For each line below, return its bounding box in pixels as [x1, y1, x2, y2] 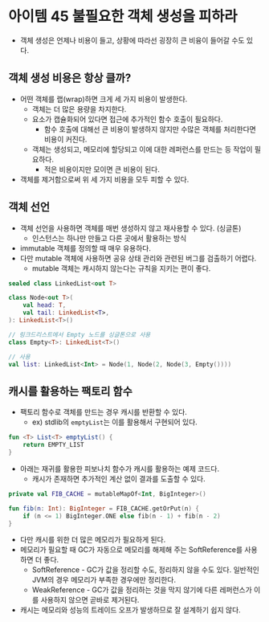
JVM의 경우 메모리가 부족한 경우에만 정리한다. [31, 575, 177, 585]
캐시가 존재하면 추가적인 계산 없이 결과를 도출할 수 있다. [31, 473, 206, 483]
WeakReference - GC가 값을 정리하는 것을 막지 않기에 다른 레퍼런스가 [31, 585, 253, 595]
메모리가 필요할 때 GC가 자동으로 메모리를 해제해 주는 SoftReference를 [19, 545, 243, 554]
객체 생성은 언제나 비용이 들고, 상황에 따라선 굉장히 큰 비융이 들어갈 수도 [19, 35, 245, 45]
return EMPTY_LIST [22, 441, 84, 449]
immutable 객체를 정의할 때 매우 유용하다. [19, 243, 151, 253]
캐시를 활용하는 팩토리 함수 [8, 384, 132, 398]
